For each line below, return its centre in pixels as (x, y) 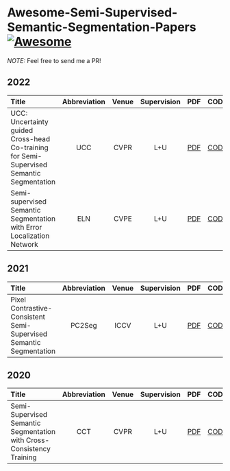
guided (22, 130)
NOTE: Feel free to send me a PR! (54, 60)
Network (25, 244)
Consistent (28, 317)
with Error (26, 227)
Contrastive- (31, 308)
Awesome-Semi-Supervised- (92, 13)
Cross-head (30, 138)
